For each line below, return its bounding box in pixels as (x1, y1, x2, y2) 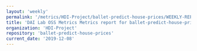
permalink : (6, 14, 33, 20)
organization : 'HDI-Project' (6, 25, 77, 31)
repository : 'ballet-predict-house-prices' (6, 30, 114, 36)
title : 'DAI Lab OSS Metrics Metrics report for (6, 19, 127, 25)
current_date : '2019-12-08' (6, 36, 75, 42)
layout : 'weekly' (6, 8, 49, 15)
